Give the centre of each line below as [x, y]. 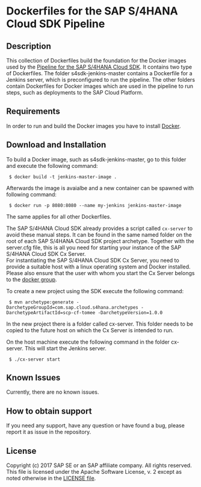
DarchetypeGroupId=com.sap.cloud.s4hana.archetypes [72, 307]
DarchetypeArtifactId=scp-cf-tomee [51, 312]
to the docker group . [32, 279]
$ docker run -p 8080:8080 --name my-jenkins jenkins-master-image [95, 205]
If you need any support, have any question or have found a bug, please [95, 426]
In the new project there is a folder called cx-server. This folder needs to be [100, 324]
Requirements [33, 112]
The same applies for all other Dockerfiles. [59, 216]
